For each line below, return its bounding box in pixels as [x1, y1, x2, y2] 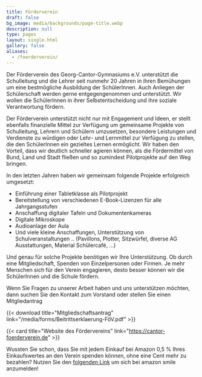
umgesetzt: [6, 178, 34, 185]
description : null [6, 25, 53, 32]
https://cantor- [129, 327, 165, 335]
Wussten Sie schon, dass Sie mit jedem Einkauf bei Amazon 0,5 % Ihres [6, 345, 186, 353]
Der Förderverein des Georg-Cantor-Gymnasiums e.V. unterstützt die [6, 70, 178, 78]
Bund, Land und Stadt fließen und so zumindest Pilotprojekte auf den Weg [6, 153, 191, 161]
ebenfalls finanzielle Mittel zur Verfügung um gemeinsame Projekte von [6, 121, 184, 128]
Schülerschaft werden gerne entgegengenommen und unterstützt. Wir [6, 90, 182, 97]
